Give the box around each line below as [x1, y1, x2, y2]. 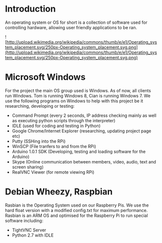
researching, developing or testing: [5, 103, 75, 109]
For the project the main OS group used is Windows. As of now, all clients [5, 87, 151, 93]
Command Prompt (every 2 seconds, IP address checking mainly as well [12, 113, 157, 118]
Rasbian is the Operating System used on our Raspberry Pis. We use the [5, 202, 149, 208]
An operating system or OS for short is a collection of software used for [5, 19, 147, 25]
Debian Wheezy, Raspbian [5, 186, 113, 197]
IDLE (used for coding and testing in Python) [12, 123, 101, 129]
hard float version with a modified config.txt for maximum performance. [5, 207, 148, 213]
